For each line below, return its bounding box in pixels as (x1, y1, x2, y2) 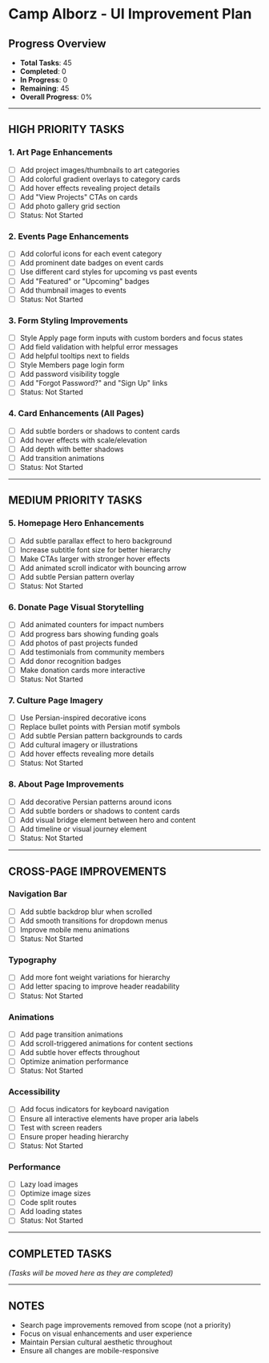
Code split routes (19, 1198, 78, 1207)
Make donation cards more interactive (19, 665, 146, 674)
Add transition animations (19, 453, 105, 463)
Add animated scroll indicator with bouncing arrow (19, 563, 187, 572)
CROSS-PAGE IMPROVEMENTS (8, 864, 167, 878)
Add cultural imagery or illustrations (19, 740, 139, 750)
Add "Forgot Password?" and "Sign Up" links (19, 378, 168, 388)
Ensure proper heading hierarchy (19, 1131, 130, 1141)
